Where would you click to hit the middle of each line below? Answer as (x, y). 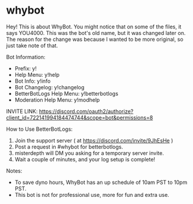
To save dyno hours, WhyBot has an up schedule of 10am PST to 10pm (101, 182)
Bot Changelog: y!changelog (49, 87)
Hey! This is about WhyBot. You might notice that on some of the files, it (94, 27)
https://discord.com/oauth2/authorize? (86, 111)
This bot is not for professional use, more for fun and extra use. (92, 195)
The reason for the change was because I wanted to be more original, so (95, 39)
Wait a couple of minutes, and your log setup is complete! (85, 159)
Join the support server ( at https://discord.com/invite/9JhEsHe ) (94, 140)
